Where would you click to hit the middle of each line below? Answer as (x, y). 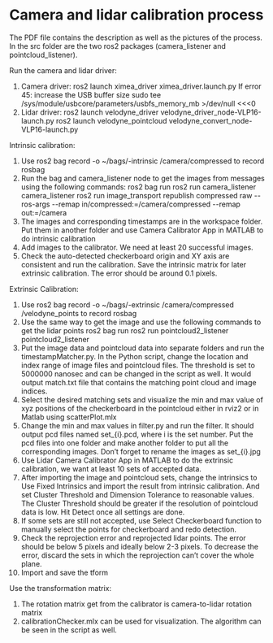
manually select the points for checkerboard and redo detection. (129, 529)
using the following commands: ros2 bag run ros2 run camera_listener (139, 187)
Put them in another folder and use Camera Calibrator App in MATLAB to (142, 230)
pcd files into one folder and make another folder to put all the (125, 443)
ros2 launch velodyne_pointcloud (112, 120)
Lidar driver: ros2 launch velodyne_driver (90, 112)
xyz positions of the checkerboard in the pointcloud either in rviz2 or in (140, 408)
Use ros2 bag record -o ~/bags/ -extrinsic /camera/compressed (128, 304)
